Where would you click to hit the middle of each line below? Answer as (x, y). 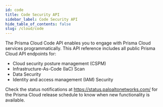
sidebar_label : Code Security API (42, 19)
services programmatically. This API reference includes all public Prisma (80, 48)
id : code (14, 10)
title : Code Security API (32, 15)
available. (15, 100)
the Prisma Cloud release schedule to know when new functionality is (77, 95)
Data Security (27, 74)
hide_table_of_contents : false (38, 24)
